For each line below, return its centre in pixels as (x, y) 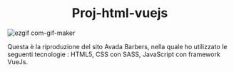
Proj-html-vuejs (120, 13)
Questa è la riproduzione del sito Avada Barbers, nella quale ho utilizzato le (117, 46)
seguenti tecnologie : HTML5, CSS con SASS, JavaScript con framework (114, 54)
